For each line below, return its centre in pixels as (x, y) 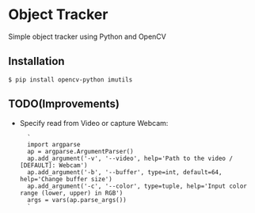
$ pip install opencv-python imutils (70, 80)
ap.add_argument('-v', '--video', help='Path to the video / (130, 158)
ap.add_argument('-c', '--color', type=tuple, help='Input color (137, 186)
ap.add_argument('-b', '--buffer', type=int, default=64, (125, 172)
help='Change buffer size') (66, 179)
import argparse (54, 144)
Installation (36, 61)
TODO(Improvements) (64, 104)
